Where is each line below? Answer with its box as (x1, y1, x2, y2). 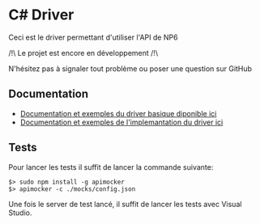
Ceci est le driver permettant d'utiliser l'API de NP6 (8, 32, 178, 42)
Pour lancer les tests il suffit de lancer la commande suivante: (8, 162, 214, 171)
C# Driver (8, 6, 75, 24)
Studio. (8, 208, 32, 218)
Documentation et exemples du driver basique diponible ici (19, 108, 217, 118)
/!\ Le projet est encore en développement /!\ (8, 48, 159, 57)
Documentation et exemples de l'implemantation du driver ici (19, 117, 224, 127)
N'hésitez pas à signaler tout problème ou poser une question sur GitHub (8, 63, 253, 74)
